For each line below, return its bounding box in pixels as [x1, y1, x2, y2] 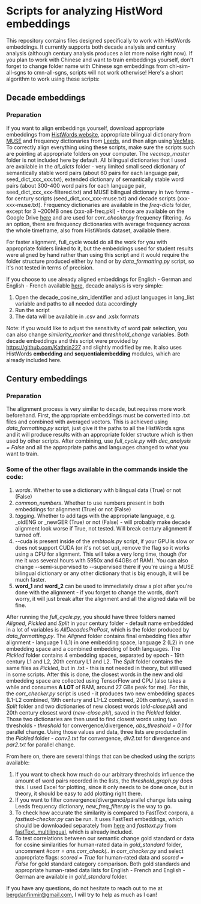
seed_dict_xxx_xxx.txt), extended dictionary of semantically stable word [6, 176, 184, 183]
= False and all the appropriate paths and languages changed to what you [6, 444, 189, 451]
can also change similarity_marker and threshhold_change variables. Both [6, 331, 189, 338]
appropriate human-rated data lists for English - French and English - [14, 866, 186, 873]
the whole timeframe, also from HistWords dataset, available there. [6, 227, 171, 234]
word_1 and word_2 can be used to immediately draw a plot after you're [14, 582, 193, 589]
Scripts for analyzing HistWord [6, 4, 163, 18]
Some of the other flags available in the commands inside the [6, 465, 188, 473]
